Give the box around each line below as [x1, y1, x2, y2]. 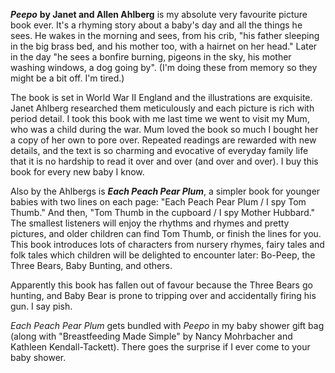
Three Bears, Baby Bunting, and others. [10, 260, 173, 271]
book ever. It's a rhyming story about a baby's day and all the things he [10, 19, 303, 31]
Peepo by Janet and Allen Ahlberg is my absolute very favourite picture [10, 9, 308, 20]
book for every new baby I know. [10, 166, 145, 178]
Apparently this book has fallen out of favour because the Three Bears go [10, 279, 313, 291]
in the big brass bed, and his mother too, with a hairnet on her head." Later [10, 40, 318, 52]
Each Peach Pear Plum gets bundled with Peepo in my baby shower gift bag [10, 320, 325, 331]
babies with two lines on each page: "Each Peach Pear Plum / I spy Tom [10, 196, 307, 208]
